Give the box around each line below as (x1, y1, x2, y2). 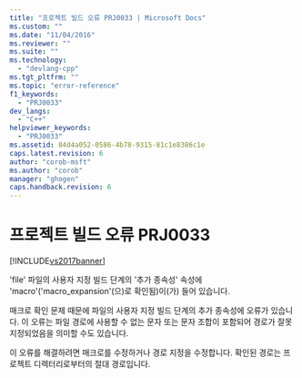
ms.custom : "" (9, 22, 64, 31)
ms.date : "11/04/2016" (9, 30, 96, 39)
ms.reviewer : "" (9, 38, 71, 48)
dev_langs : (9, 107, 51, 116)
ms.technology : (9, 56, 67, 65)
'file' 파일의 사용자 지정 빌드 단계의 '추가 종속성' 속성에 (9, 274, 203, 285)
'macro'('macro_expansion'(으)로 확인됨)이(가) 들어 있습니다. (9, 286, 230, 297)
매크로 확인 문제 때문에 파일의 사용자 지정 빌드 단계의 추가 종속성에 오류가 (9, 305, 269, 316)
